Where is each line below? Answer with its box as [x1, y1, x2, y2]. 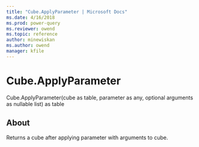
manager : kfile [6, 48, 44, 54]
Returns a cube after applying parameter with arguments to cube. [6, 134, 168, 141]
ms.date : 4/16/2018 [6, 14, 55, 20]
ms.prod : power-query [6, 20, 61, 26]
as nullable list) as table [6, 100, 65, 107]
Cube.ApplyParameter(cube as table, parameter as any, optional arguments [6, 94, 194, 101]
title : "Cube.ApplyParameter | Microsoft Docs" [6, 8, 128, 15]
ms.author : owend [6, 43, 50, 49]
